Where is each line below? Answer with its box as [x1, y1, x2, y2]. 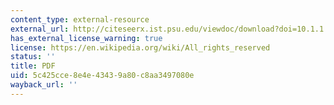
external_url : [10, 24, 70, 34]
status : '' [10, 52, 56, 62]
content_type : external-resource [10, 14, 150, 25]
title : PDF [10, 61, 56, 71]
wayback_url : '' [10, 80, 78, 90]
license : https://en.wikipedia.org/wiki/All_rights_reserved [10, 42, 271, 53]
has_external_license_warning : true [10, 33, 163, 43]
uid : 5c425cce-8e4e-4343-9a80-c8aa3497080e [10, 71, 195, 81]
